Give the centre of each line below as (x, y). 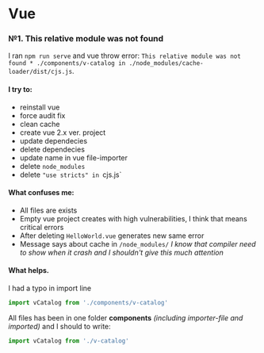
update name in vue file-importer (74, 157)
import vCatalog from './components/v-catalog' (88, 303)
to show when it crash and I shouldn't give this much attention (121, 252)
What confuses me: (41, 193)
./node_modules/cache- (166, 63)
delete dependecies (52, 149)
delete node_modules (52, 166)
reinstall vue (40, 107)
